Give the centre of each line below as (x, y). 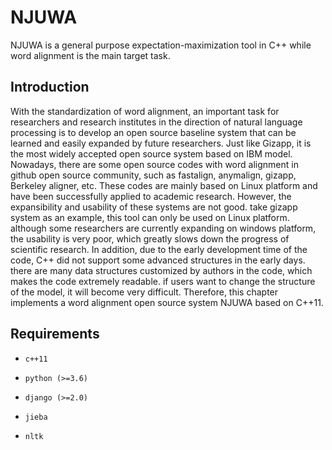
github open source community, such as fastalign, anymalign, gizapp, (153, 175)
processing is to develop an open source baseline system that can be (153, 132)
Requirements (55, 334)
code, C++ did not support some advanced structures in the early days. (158, 260)
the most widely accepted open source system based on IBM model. (151, 153)
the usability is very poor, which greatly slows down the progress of (150, 238)
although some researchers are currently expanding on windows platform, (163, 228)
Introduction (50, 87)
